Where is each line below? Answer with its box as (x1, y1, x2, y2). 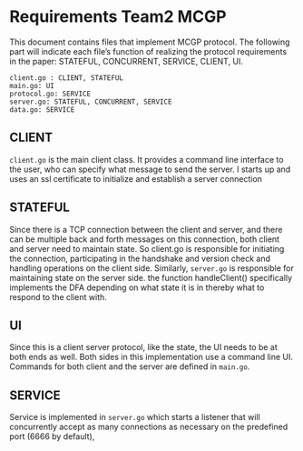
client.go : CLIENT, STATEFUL (9, 73, 124, 83)
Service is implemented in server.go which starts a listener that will (9, 412, 260, 423)
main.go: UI (9, 81, 54, 90)
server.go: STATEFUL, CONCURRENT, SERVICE (9, 97, 172, 106)
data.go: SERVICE (9, 105, 75, 115)
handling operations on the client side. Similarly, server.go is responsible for (9, 262, 295, 274)
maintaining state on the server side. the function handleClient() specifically (9, 272, 293, 283)
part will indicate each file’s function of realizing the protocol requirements (9, 45, 288, 56)
